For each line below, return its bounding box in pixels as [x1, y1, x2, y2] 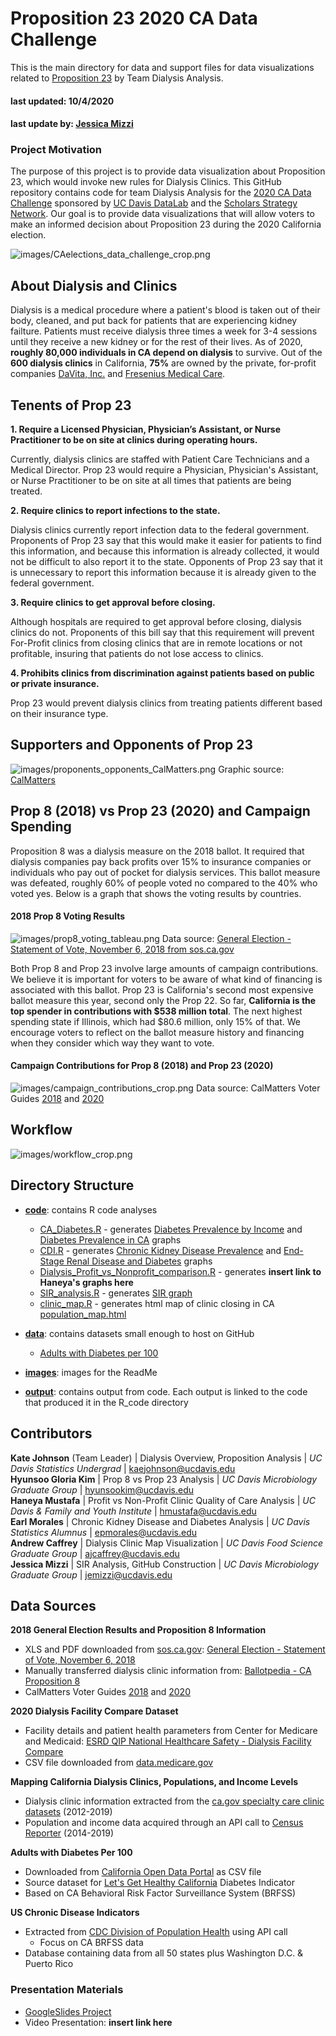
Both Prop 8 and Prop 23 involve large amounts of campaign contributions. [10, 962, 319, 974]
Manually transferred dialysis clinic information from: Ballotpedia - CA [24, 1665, 312, 1677]
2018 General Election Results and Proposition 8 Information [10, 1624, 267, 1636]
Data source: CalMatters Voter [195, 1082, 321, 1094]
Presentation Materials [10, 1983, 124, 1997]
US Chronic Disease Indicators [10, 1907, 140, 1919]
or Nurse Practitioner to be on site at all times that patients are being [10, 475, 292, 487]
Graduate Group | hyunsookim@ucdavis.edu [10, 1483, 195, 1496]
